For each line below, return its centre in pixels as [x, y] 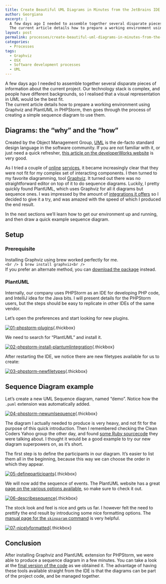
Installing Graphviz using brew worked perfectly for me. [62, 259]
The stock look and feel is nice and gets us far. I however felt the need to [79, 507]
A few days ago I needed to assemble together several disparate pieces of [81, 83]
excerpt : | [16, 19]
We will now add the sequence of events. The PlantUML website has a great [83, 483]
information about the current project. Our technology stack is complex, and [83, 89]
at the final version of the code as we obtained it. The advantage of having [81, 566]
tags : [11, 51]
